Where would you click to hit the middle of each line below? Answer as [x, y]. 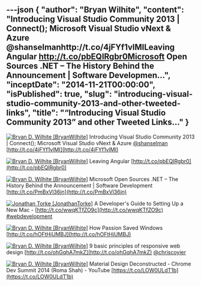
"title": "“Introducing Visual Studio [99, 113]
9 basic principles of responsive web [135, 246]
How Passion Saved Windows [126, 228]
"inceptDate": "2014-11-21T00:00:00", [81, 85]
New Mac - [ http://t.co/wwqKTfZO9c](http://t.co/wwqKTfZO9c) [85, 210]
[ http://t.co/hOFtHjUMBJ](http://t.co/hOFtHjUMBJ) [69, 234]
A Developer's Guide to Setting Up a [139, 203]
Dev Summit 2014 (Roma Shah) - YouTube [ [60, 270]
